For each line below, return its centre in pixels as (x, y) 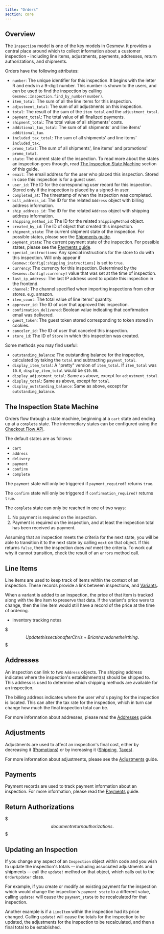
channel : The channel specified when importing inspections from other (83, 289)
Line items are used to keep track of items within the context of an (72, 580)
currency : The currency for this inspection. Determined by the (74, 268)
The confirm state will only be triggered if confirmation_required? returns (79, 493)
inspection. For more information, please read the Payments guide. (72, 791)
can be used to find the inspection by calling (57, 91)
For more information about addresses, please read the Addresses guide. (79, 717)
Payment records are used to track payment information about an (71, 786)
